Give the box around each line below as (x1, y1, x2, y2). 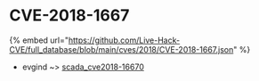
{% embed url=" (9, 35, 69, 45)
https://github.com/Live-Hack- (68, 35, 181, 45)
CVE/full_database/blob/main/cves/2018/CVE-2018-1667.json (9, 44, 234, 54)
